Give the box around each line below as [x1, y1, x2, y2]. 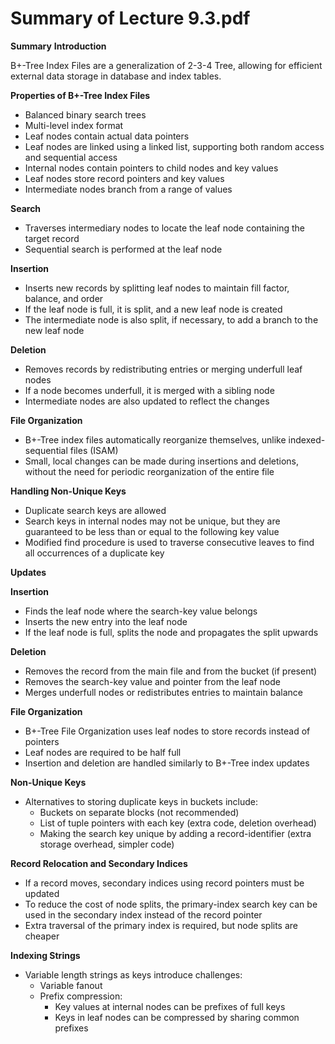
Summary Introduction [10, 40, 107, 52]
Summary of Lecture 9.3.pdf [10, 7, 251, 30]
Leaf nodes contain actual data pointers [24, 130, 190, 142]
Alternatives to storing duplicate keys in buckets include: [24, 795, 258, 807]
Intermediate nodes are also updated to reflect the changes [24, 395, 270, 407]
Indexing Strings [10, 949, 81, 961]
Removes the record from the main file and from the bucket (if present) [24, 665, 318, 677]
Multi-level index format [24, 119, 124, 131]
